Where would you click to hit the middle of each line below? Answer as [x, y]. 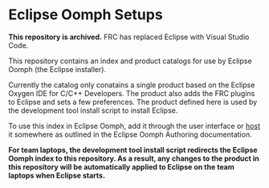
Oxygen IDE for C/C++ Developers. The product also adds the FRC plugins [132, 93]
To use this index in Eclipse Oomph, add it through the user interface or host [134, 126]
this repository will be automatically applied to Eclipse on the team [122, 166]
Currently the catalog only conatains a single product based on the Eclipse [132, 85]
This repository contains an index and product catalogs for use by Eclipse [130, 61]
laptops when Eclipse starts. [57, 175]
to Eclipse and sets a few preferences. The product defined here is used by [133, 102]
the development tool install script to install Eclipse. [93, 110]
